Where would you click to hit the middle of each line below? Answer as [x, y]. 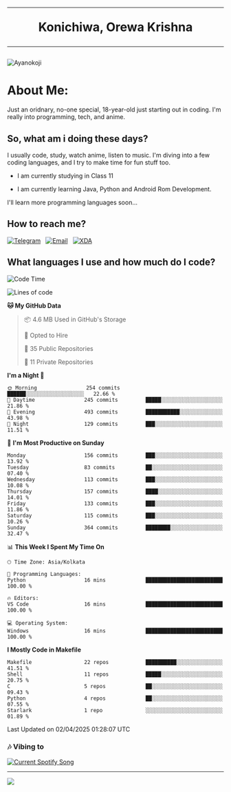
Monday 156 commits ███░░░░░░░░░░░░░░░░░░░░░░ [115, 455]
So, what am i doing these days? [78, 139]
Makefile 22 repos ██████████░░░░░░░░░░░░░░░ [115, 662]
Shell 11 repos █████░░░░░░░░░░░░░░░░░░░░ [115, 674]
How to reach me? [47, 224]
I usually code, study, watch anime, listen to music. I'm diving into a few [108, 155]
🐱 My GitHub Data [34, 306]
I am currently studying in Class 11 [65, 175]
